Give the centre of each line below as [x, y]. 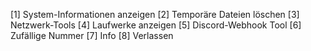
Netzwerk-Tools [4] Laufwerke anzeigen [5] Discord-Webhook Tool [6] [156, 25]
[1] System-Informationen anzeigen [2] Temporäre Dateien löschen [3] [155, 14]
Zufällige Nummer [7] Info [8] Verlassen [92, 35]
